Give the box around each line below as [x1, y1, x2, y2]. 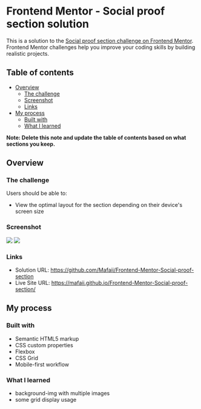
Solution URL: [15, 266, 50, 273]
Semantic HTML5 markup [15, 335, 79, 342]
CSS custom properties [15, 341, 74, 348]
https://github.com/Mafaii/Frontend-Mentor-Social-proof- [50, 266, 194, 273]
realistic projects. [6, 50, 50, 57]
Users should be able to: [6, 189, 68, 197]
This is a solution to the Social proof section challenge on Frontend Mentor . [6, 37, 194, 44]
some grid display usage [15, 396, 77, 404]
